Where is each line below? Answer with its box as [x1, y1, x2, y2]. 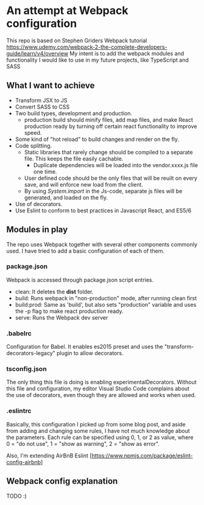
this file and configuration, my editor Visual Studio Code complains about [6, 385, 190, 392]
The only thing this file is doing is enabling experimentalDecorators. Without [6, 379, 197, 386]
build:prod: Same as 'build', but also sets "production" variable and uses [15, 301, 197, 308]
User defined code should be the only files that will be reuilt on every [24, 174, 198, 182]
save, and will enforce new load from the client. [24, 181, 143, 188]
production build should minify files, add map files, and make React [24, 116, 194, 123]
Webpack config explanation [6, 476, 118, 487]
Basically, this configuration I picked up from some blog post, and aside [6, 420, 186, 428]
